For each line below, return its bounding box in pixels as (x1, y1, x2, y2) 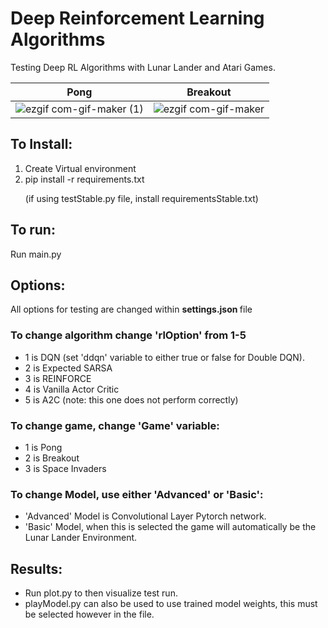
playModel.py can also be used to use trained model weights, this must (24, 598, 318, 610)
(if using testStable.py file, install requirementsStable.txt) (24, 192, 259, 204)
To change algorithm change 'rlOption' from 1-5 (10, 328, 247, 342)
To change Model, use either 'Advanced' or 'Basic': (10, 487, 264, 501)
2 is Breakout (24, 452, 80, 464)
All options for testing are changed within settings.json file (10, 303, 253, 316)
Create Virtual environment (24, 162, 137, 174)
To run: (10, 222, 56, 239)
